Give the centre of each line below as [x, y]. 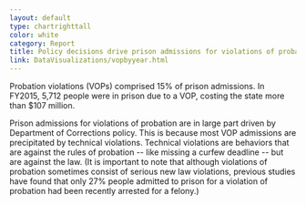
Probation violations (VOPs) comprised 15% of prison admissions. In [137, 86]
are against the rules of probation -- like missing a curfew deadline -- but [147, 152]
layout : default [40, 18]
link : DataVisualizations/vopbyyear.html [89, 60]
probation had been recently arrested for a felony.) [104, 191]
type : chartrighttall [51, 26]
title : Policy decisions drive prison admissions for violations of [142, 52]
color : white [34, 35]
